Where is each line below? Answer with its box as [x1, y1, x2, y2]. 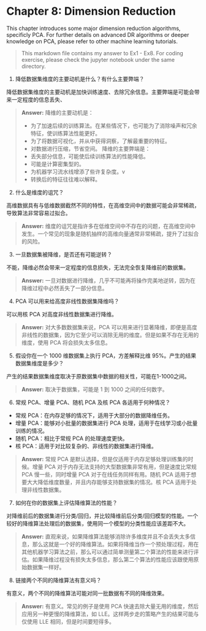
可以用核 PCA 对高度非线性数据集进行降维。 [6, 310, 118, 318]
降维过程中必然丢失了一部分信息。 [21, 284, 108, 292]
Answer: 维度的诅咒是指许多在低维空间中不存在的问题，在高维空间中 [21, 222, 196, 229]
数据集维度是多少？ [15, 359, 64, 367]
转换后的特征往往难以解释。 [30, 175, 101, 183]
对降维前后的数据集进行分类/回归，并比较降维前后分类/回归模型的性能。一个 [6, 512, 199, 519]
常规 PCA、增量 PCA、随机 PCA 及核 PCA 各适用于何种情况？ [15, 399, 170, 406]
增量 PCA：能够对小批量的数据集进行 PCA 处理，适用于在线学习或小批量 [15, 419, 198, 427]
